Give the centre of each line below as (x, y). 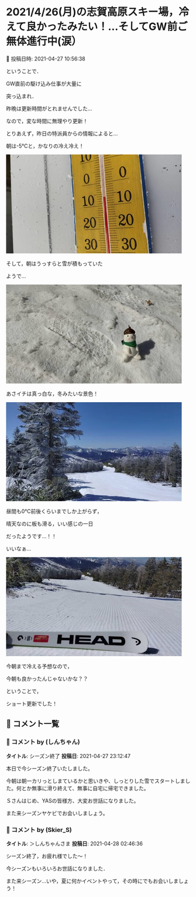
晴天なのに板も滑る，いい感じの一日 (50, 524)
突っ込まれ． (21, 96)
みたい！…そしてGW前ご (127, 27)
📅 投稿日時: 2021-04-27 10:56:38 (46, 59)
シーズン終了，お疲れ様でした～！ (47, 856)
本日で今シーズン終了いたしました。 (50, 768)
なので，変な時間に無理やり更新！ (47, 121)
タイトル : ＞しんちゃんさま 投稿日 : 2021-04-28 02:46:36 (75, 843)
